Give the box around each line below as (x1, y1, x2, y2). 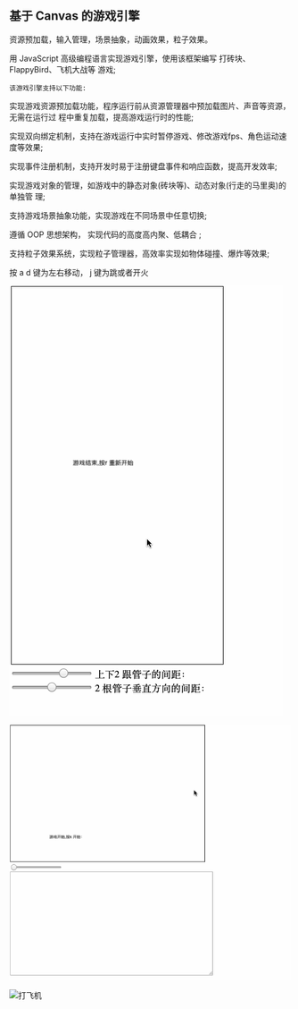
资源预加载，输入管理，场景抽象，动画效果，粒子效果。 (9, 34, 212, 45)
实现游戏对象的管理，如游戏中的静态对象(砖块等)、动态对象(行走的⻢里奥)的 (9, 180, 287, 191)
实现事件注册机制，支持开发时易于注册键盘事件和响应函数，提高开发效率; (9, 160, 278, 172)
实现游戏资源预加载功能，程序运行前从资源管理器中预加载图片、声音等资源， (9, 100, 291, 111)
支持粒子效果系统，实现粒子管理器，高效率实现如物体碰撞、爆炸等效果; (9, 248, 270, 259)
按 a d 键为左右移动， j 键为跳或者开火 (9, 267, 149, 277)
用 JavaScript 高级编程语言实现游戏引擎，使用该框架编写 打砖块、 (9, 53, 252, 64)
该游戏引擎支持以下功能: (9, 83, 87, 92)
